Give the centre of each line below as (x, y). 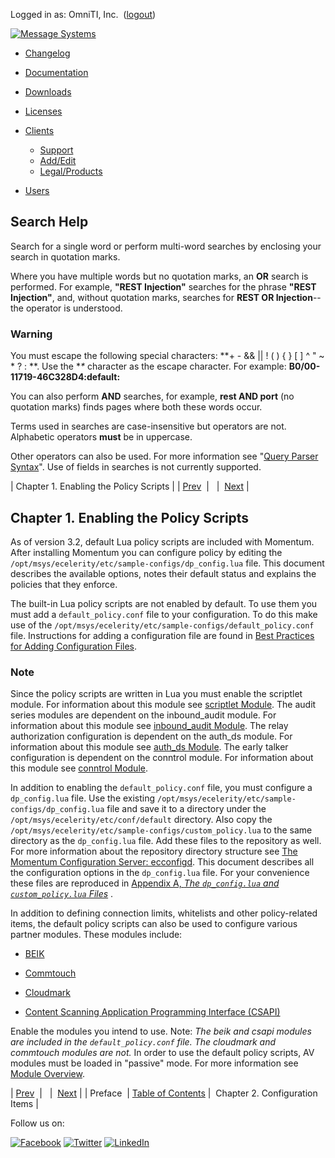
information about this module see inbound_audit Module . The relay (149, 726)
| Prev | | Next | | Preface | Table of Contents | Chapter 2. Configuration (164, 1093)
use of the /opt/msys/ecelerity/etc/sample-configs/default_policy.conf (162, 625)
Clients (39, 130)
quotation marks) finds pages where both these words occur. (136, 407)
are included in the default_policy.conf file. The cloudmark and (143, 1042)
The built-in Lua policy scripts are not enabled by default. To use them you (164, 603)
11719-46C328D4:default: (65, 377)
